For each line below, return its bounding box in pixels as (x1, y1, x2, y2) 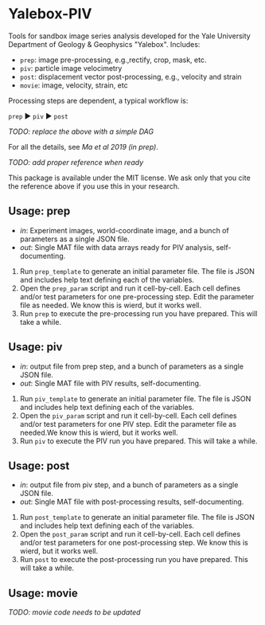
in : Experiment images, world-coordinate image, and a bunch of (19, 225, 229, 235)
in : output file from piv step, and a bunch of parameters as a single (19, 480, 239, 490)
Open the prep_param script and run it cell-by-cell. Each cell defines (19, 283, 241, 293)
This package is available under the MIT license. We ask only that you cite (8, 173, 251, 182)
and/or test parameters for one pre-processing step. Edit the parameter (19, 291, 255, 301)
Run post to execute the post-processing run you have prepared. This (19, 555, 248, 564)
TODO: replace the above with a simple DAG (8, 127, 154, 136)
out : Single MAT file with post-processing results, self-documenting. (19, 497, 244, 506)
